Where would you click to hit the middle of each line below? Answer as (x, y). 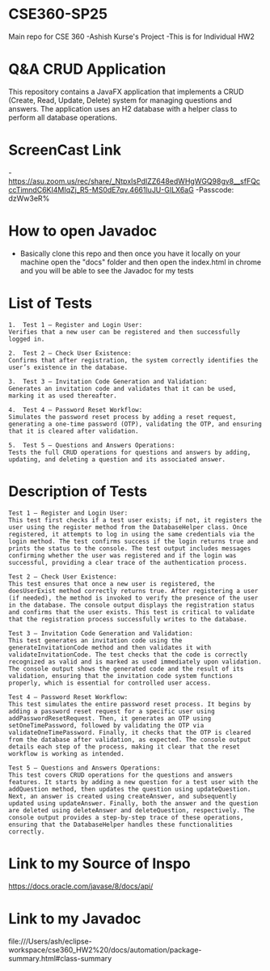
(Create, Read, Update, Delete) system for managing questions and (120, 100)
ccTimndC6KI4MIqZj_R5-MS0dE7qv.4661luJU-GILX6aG (101, 189)
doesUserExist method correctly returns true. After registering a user (133, 591)
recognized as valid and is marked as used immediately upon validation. (135, 661)
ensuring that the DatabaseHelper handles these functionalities (120, 825)
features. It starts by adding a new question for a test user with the (133, 782)
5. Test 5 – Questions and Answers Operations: (92, 445)
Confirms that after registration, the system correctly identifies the (133, 360)
